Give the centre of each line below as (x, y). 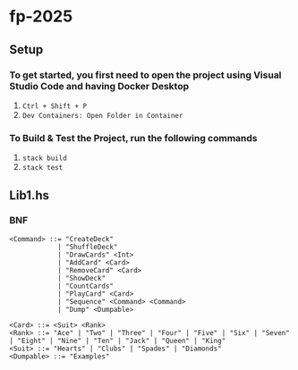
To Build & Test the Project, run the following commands (133, 138)
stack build (44, 158)
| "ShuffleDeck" (87, 247)
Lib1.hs (29, 195)
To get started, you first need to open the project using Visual (145, 75)
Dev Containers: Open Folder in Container (102, 115)
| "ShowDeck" (81, 278)
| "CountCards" (85, 286)
